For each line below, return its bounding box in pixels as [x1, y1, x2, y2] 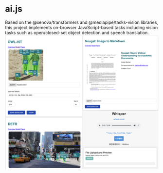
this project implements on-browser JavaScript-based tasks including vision [5, 24, 158, 30]
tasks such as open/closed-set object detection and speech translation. [5, 30, 149, 35]
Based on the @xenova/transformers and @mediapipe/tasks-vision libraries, [5, 19, 158, 25]
